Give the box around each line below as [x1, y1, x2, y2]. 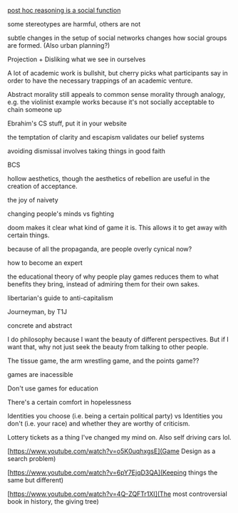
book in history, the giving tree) [7, 497, 100, 505]
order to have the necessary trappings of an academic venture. [7, 76, 193, 85]
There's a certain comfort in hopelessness [7, 398, 132, 406]
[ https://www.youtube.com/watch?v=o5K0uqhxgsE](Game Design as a [7, 447, 216, 455]
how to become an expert [7, 259, 83, 266]
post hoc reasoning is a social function [7, 6, 121, 14]
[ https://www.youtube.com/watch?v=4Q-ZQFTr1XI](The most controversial [7, 489, 228, 498]
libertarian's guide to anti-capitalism [7, 294, 114, 302]
